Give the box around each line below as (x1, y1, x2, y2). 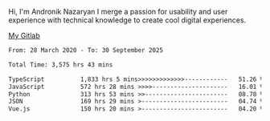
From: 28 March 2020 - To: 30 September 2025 (8, 46, 163, 54)
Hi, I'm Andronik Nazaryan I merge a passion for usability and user (8, 7, 228, 16)
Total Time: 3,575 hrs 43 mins (8, 60, 113, 69)
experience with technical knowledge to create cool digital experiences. (8, 15, 247, 25)
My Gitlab (8, 31, 40, 40)
